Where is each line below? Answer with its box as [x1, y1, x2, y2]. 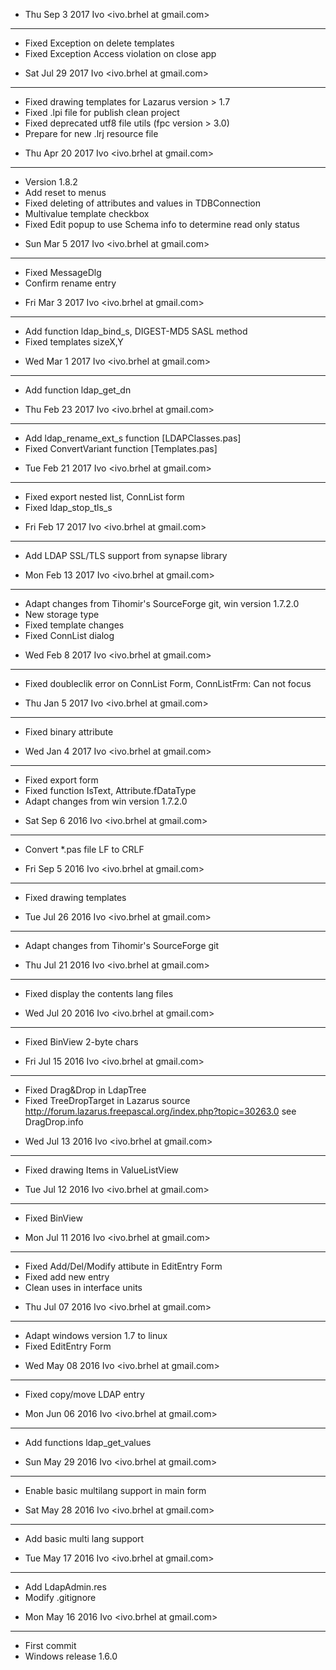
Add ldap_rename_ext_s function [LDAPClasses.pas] [24, 432, 242, 444]
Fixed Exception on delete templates [24, 37, 175, 49]
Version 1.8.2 [24, 176, 78, 188]
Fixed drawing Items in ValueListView [24, 1164, 179, 1176]
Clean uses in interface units [24, 1282, 143, 1293]
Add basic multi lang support [24, 1533, 145, 1544]
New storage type [24, 609, 100, 620]
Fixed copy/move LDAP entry [24, 1389, 145, 1400]
